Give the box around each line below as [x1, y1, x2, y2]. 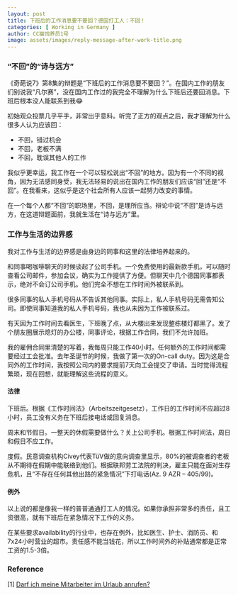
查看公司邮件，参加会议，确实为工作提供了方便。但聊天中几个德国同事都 [7, 271, 218, 279]
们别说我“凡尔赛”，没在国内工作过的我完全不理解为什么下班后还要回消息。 [7, 88, 225, 96]
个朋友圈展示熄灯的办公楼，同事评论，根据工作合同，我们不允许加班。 [7, 328, 212, 336]
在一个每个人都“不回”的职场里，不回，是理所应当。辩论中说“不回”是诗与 [7, 201, 217, 210]
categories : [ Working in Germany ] [7, 23, 115, 30]
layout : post [7, 10, 46, 18]
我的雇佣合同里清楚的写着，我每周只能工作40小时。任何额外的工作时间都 [7, 343, 220, 351]
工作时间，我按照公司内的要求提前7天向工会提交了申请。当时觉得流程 [25, 360, 228, 369]
